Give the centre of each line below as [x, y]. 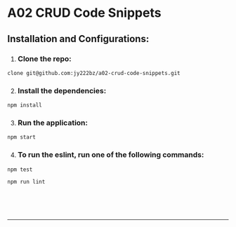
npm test [20, 170]
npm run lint [26, 181]
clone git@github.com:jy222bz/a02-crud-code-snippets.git [94, 73]
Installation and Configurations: [78, 39]
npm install [25, 105]
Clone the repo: [44, 59]
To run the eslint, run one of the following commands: [111, 155]
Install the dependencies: [62, 90]
